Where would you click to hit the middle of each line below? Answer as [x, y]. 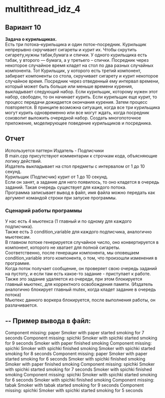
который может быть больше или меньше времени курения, [69, 86]
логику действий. [23, 161]
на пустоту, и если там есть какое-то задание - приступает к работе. [78, 274]
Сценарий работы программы [44, 210]
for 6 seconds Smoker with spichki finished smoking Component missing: [80, 380]
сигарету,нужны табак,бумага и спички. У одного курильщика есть [76, 55]
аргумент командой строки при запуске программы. [61, 198]
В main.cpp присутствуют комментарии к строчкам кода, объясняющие [81, 156]
